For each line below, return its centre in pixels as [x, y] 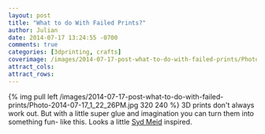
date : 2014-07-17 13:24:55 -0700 [63, 37]
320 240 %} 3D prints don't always [197, 105]
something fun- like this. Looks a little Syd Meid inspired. [100, 121]
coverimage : [28, 60]
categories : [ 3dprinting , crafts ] [65, 52]
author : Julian [33, 30]
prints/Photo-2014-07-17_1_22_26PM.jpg [73, 105]
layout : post [30, 15]
